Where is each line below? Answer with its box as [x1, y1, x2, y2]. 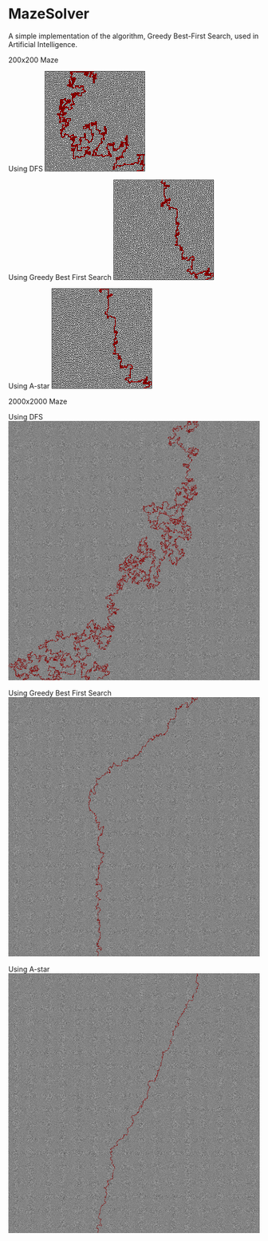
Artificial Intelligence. [8, 39, 78, 49]
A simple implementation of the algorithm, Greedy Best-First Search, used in [8, 31, 259, 41]
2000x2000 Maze [8, 396, 68, 406]
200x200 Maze [8, 55, 59, 65]
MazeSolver [8, 5, 90, 23]
